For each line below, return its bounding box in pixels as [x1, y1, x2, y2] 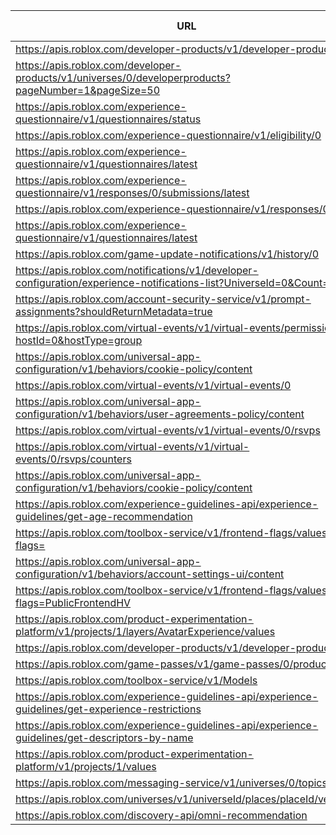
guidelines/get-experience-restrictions [15, 702, 202, 716]
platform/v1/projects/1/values [15, 760, 157, 773]
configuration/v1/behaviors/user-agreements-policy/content [15, 407, 305, 421]
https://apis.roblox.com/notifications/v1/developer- [15, 264, 259, 277]
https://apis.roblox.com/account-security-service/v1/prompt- [15, 292, 312, 306]
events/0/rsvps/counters [15, 452, 132, 466]
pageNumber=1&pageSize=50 [15, 84, 161, 97]
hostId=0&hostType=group [15, 334, 143, 347]
